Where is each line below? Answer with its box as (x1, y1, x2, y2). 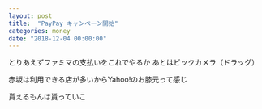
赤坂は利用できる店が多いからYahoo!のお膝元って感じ (8, 74, 188, 85)
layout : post (8, 11, 53, 20)
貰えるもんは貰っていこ (8, 92, 87, 102)
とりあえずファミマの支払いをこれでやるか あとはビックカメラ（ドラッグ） (8, 57, 260, 67)
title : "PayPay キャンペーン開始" (8, 19, 119, 27)
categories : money (8, 27, 71, 35)
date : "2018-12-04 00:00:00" (8, 34, 107, 43)
